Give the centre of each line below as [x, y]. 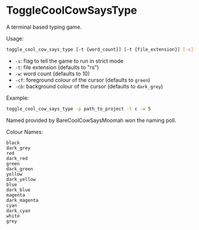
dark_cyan [19, 211]
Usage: [15, 38]
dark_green [20, 169]
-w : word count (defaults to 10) [52, 73]
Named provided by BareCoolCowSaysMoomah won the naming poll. [91, 120]
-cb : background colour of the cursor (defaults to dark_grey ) [89, 86]
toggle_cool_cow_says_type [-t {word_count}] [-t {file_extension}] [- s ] [100, 49]
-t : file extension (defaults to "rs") [57, 67]
